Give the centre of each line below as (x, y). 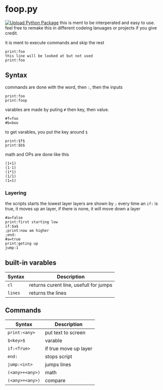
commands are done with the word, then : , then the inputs (64, 87)
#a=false (14, 218)
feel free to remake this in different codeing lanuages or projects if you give (81, 28)
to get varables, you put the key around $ (47, 132)
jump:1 (12, 248)
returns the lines (48, 293)
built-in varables (31, 263)
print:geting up (22, 244)
